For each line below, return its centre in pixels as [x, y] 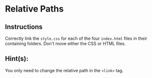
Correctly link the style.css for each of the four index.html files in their [76, 38]
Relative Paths [34, 9]
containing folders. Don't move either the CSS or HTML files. [65, 44]
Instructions [24, 27]
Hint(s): [17, 59]
